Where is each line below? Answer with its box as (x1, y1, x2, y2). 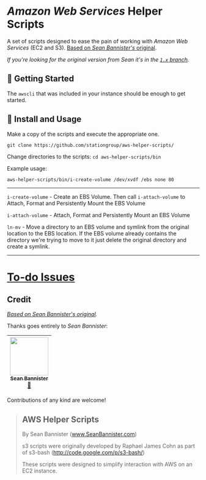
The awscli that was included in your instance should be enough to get (7, 90, 186, 97)
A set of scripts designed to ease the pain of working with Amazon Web (7, 37, 188, 45)
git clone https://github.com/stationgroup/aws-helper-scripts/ (7, 142, 174, 148)
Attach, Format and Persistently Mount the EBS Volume (7, 200, 145, 207)
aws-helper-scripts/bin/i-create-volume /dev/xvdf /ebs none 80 (7, 176, 174, 183)
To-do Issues (7, 270, 75, 284)
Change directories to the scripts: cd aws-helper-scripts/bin (7, 153, 161, 160)
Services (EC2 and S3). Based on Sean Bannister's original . (7, 44, 157, 51)
